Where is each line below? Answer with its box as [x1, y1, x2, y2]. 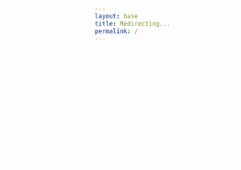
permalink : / [94, 27, 138, 35]
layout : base [94, 12, 138, 21]
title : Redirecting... [94, 20, 171, 28]
